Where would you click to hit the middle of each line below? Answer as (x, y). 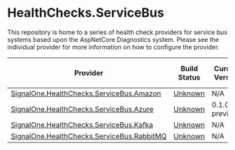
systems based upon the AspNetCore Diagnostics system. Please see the (113, 39)
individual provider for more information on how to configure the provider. (113, 47)
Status (189, 77)
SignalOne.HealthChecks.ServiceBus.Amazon (86, 93)
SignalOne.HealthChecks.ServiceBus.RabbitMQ (89, 136)
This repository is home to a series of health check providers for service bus (117, 32)
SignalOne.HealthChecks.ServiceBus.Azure (82, 109)
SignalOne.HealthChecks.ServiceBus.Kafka (82, 125)
